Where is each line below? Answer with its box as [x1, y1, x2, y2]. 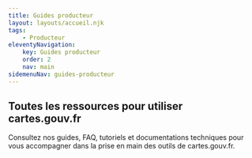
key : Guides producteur [22, 48, 101, 56]
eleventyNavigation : [8, 41, 77, 49]
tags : [8, 26, 26, 34]
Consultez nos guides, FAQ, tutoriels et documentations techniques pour [8, 133, 244, 142]
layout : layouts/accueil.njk [8, 19, 104, 27]
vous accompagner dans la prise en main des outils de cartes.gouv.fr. [8, 141, 235, 151]
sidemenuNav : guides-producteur [8, 70, 115, 78]
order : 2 [22, 56, 51, 64]
